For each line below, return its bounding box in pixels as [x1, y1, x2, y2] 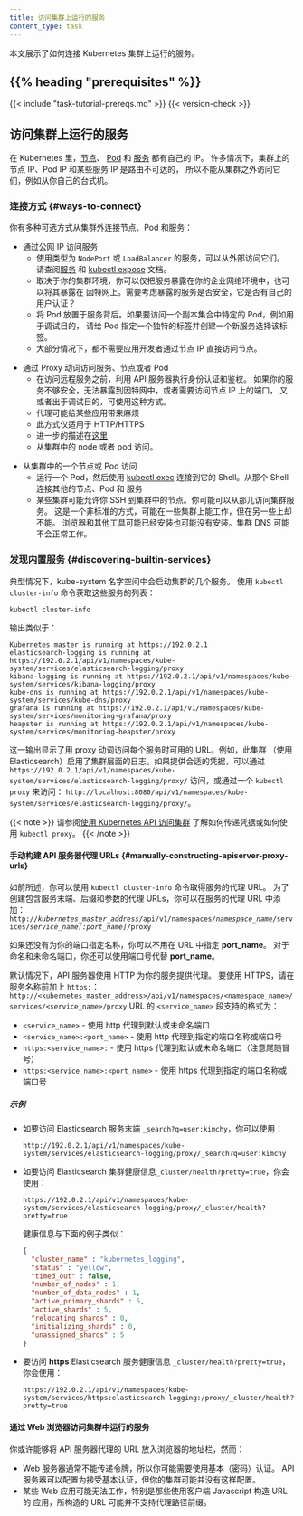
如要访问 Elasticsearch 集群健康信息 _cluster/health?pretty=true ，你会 [22, 1166, 289, 1177]
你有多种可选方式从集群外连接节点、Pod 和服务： [9, 223, 193, 233]
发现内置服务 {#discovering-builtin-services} [9, 554, 212, 566]
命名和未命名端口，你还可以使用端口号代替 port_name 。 [9, 951, 220, 962]
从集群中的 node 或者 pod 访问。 [35, 441, 158, 452]
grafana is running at [9, 703, 95, 713]
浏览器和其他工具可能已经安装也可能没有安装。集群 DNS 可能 [62, 517, 290, 528]
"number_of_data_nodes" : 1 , [31, 1288, 141, 1298]
